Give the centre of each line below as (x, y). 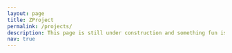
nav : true (21, 39)
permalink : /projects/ (40, 26)
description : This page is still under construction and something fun (112, 33)
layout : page (26, 13)
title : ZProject (30, 20)
